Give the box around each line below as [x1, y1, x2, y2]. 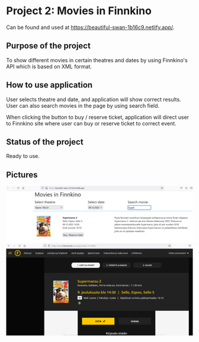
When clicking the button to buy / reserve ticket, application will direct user [6, 114, 190, 121]
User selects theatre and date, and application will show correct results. [6, 96, 182, 103]
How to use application [6, 80, 93, 90]
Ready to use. [6, 153, 40, 160]
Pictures [6, 170, 38, 180]
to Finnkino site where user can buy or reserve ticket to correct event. [6, 120, 176, 127]
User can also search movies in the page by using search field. [6, 102, 160, 109]
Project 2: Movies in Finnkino [6, 4, 152, 18]
